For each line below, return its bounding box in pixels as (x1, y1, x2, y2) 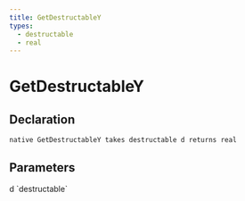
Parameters (9, 160, 76, 175)
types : (9, 21, 34, 30)
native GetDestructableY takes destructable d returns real (9, 136, 238, 145)
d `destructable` (9, 184, 69, 195)
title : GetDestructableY (9, 13, 102, 22)
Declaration (9, 112, 76, 127)
